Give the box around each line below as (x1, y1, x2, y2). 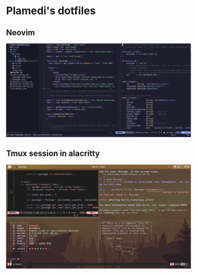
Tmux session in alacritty (6, 149, 100, 159)
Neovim (6, 28, 35, 38)
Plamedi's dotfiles (6, 4, 96, 18)
